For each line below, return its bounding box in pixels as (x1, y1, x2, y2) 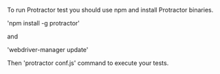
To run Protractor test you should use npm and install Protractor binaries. (7, 6, 214, 14)
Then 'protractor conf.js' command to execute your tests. (7, 59, 169, 67)
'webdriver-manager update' (7, 46, 89, 53)
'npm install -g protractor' (7, 19, 80, 27)
